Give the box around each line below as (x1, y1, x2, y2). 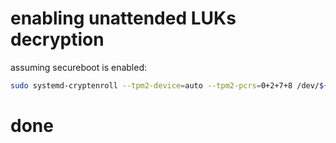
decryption (10, 28, 105, 51)
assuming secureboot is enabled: (10, 61, 148, 73)
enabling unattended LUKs (10, 7, 237, 30)
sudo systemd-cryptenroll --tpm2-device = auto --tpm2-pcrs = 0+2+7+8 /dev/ (10, 80, 320, 91)
